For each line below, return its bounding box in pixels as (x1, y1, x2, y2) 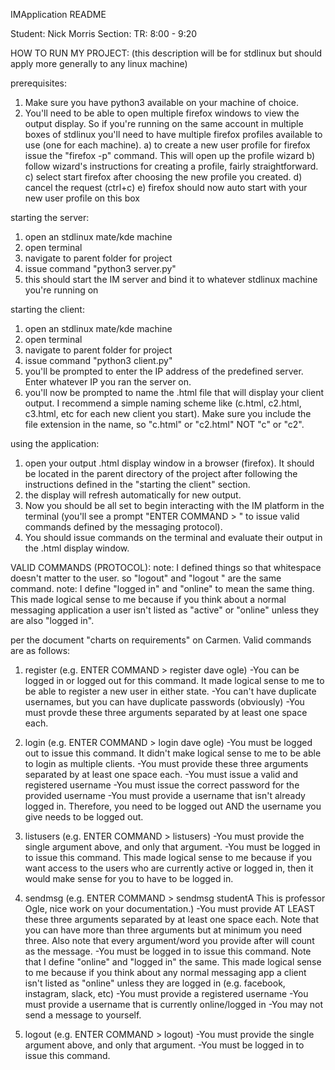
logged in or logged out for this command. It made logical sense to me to (24, 675, 325, 686)
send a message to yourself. (24, 1009, 142, 1021)
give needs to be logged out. (24, 811, 144, 823)
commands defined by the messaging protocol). (24, 521, 223, 533)
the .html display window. (24, 542, 130, 554)
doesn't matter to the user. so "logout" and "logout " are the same (10, 572, 282, 584)
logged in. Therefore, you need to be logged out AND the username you (24, 800, 322, 812)
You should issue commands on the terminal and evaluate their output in (24, 532, 323, 543)
